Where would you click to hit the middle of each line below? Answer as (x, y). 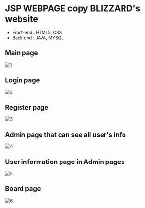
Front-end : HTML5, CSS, (38, 32)
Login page (22, 81)
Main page (21, 53)
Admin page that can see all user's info (65, 134)
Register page (27, 107)
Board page (23, 189)
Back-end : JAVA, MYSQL (38, 38)
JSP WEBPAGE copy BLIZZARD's (73, 9)
